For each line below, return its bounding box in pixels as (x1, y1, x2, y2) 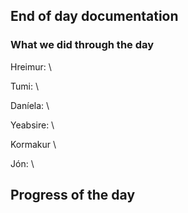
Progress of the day (10, 187, 136, 204)
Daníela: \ (10, 99, 50, 111)
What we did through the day (10, 38, 155, 52)
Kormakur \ (10, 138, 57, 150)
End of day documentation (10, 8, 179, 25)
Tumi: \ (10, 80, 39, 92)
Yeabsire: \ (10, 119, 55, 131)
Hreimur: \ (10, 60, 52, 73)
